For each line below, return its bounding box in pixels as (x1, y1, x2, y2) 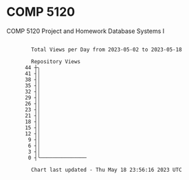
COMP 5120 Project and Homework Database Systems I (6, 27, 165, 35)
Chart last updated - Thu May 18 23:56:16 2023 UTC (31, 166, 183, 173)
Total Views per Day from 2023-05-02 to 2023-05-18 (31, 46, 183, 53)
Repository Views (31, 58, 80, 65)
